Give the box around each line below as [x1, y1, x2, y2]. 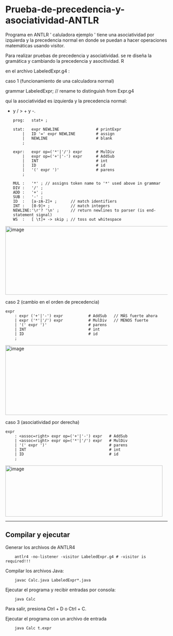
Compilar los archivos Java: [5, 568, 64, 574]
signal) [36, 212, 53, 217]
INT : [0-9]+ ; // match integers [12, 203, 110, 208]
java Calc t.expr [14, 625, 52, 631]
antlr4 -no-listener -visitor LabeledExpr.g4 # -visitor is [14, 554, 146, 559]
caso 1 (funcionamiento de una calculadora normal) [5, 78, 114, 84]
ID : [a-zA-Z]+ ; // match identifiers [12, 199, 117, 204]
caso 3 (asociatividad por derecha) [5, 419, 80, 425]
